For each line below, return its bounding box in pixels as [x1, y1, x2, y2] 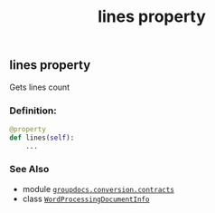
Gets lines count [9, 82, 70, 92]
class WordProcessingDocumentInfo [22, 193, 150, 204]
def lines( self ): [9, 133, 75, 142]
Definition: [9, 104, 57, 117]
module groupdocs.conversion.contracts [22, 183, 174, 194]
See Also [9, 163, 50, 176]
